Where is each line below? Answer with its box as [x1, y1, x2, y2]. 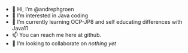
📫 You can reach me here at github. [11, 32, 102, 38]
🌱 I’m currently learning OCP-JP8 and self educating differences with [11, 18, 183, 25]
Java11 [11, 24, 28, 32]
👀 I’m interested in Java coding [11, 12, 89, 19]
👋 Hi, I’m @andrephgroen [11, 6, 74, 13]
